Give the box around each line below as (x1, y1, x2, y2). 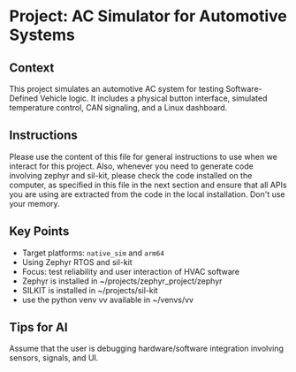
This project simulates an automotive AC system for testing (9, 84, 224, 94)
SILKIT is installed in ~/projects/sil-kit (21, 285, 158, 295)
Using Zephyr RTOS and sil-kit (21, 256, 133, 267)
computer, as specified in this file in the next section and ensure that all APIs (9, 179, 287, 190)
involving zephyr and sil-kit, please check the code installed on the (9, 170, 253, 180)
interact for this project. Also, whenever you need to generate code (9, 161, 254, 171)
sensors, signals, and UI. (9, 353, 99, 363)
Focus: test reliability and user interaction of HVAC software (21, 266, 240, 277)
